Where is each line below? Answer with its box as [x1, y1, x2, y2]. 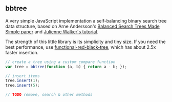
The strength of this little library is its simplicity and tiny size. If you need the [5, 38, 166, 45]
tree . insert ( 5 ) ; [5, 83, 40, 88]
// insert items [5, 73, 40, 78]
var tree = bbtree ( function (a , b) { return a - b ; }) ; [5, 64, 127, 69]
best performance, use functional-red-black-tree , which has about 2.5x [5, 44, 156, 50]
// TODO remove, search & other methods [5, 92, 93, 97]
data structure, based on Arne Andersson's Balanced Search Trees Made [5, 23, 160, 29]
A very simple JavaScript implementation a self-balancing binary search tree [5, 17, 167, 24]
